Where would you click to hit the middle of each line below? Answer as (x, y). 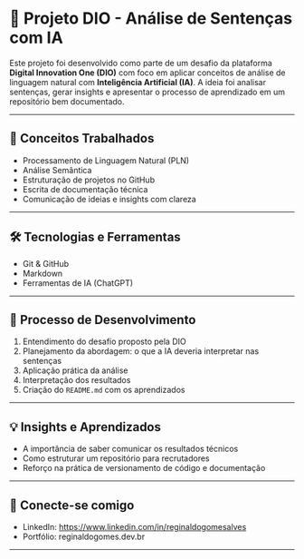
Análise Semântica (57, 170)
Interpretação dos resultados (76, 380)
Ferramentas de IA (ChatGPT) (78, 283)
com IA (36, 38)
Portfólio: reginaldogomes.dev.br (84, 536)
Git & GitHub (46, 263)
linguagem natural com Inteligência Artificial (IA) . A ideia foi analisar (138, 82)
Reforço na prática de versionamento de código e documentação (144, 468)
